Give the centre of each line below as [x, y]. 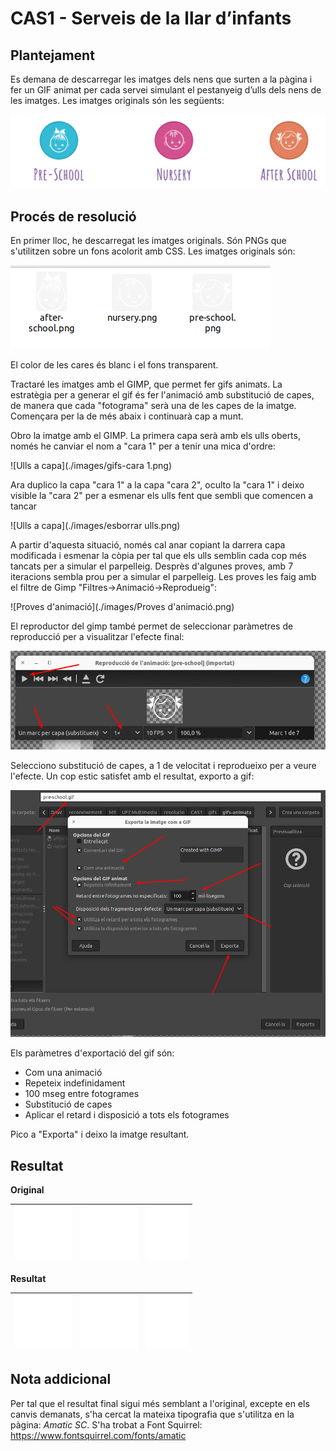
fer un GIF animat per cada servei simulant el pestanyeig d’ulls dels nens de [166, 90]
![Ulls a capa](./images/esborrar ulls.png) [95, 525]
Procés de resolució [73, 216]
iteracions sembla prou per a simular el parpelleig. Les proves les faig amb [163, 576]
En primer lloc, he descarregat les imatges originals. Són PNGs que [148, 240]
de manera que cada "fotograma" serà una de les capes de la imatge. [153, 405]
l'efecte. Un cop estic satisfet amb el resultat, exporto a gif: [132, 776]
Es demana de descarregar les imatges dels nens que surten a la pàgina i [161, 79]
